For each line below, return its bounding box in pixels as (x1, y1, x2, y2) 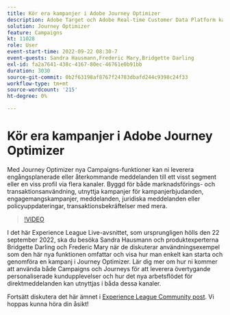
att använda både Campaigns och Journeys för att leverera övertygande (7, 264, 211, 273)
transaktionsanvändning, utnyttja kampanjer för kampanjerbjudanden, (7, 187, 204, 195)
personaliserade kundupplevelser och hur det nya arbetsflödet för (7, 272, 193, 280)
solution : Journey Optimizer (7, 23, 90, 29)
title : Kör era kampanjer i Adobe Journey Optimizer (7, 10, 161, 17)
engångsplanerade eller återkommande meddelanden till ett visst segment (7, 173, 217, 181)
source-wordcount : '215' (7, 86, 78, 93)
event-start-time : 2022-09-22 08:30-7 (7, 49, 118, 55)
